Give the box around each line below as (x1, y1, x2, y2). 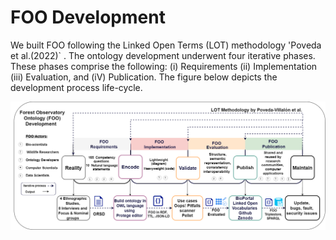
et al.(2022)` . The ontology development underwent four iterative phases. (10, 49, 316, 61)
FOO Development (10, 6, 166, 29)
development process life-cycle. (10, 81, 143, 93)
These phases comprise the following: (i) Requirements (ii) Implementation (10, 60, 318, 72)
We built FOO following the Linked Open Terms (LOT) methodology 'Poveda (10, 39, 322, 51)
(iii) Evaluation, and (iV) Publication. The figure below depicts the (10, 71, 278, 83)
